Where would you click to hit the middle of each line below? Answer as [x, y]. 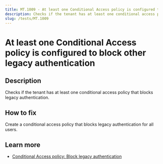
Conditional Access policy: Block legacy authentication [67, 156]
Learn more [23, 145]
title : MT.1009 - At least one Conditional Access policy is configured [80, 9]
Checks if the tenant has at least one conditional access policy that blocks [79, 92]
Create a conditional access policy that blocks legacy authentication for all [79, 124]
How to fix [21, 112]
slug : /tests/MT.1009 [27, 18]
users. [11, 130]
